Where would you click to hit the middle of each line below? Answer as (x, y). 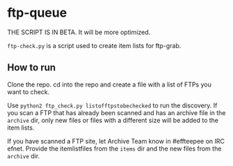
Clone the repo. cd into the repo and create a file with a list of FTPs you (110, 84)
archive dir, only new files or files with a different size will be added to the (113, 120)
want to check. (29, 91)
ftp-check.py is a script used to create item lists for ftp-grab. (94, 45)
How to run (32, 68)
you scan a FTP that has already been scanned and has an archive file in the (116, 112)
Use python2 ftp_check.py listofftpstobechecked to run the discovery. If (112, 105)
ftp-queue (37, 13)
